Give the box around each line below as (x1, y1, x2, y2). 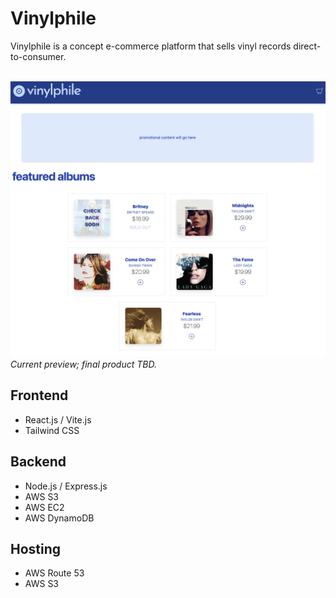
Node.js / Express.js (24, 480, 108, 492)
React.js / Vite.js (24, 413, 92, 426)
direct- (293, 40, 322, 52)
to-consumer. (10, 50, 67, 62)
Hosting (10, 540, 62, 557)
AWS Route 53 (24, 567, 85, 579)
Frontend (10, 387, 69, 404)
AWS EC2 (24, 501, 65, 513)
